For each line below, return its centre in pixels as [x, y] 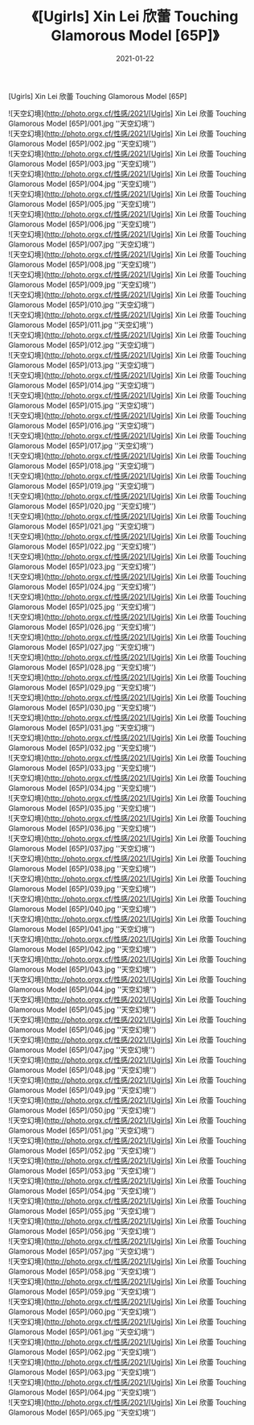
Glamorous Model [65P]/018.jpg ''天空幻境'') [82, 466]
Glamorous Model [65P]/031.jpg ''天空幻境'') [82, 727]
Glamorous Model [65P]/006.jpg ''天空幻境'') [82, 224]
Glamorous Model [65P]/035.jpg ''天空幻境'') [82, 808]
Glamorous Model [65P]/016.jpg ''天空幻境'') [82, 425]
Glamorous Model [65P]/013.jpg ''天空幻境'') [82, 365]
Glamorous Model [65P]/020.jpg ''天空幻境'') [82, 506]
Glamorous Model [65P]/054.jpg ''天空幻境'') [82, 1191]
